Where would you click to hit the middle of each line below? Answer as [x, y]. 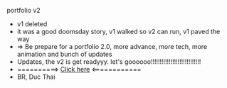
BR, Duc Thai [36, 77]
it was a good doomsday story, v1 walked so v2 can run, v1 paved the [118, 32]
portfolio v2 [23, 10]
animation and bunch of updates [64, 54]
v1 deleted [32, 24]
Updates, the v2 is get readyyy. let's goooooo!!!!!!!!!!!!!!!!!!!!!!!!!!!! [109, 62]
